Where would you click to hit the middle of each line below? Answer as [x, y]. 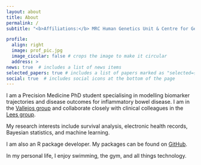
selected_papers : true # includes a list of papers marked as [85, 73]
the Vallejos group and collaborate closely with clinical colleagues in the [95, 108]
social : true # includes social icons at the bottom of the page [91, 79]
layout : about [24, 12]
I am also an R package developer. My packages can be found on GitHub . [97, 144]
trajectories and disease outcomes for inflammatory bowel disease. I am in [98, 102]
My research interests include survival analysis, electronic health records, [97, 126]
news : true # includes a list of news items [64, 67]
